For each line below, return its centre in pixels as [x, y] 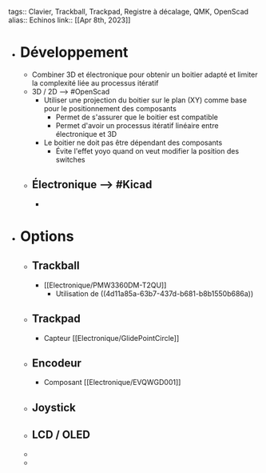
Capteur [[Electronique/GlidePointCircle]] [111, 338]
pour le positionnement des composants [110, 108]
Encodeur [57, 363]
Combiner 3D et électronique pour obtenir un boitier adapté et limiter [145, 74]
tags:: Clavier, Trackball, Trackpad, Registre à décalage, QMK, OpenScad [129, 12]
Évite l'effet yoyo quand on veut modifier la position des [147, 150]
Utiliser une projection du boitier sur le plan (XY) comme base [145, 100]
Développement [74, 52]
